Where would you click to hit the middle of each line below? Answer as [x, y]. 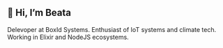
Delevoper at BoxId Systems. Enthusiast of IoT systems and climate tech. [112, 29]
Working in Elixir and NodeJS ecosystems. [68, 37]
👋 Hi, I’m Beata [39, 13]
